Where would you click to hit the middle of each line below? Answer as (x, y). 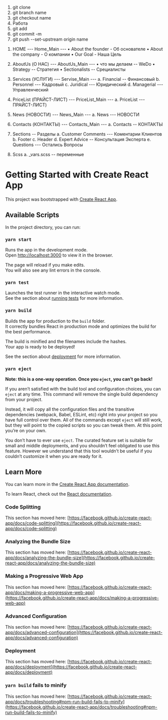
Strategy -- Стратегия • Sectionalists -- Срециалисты (69, 69)
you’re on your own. (26, 430)
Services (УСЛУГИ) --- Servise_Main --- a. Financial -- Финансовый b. (86, 79)
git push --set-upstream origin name (50, 39)
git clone (22, 7)
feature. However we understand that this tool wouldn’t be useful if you (78, 451)
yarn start (18, 239)
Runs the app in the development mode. (46, 250)
